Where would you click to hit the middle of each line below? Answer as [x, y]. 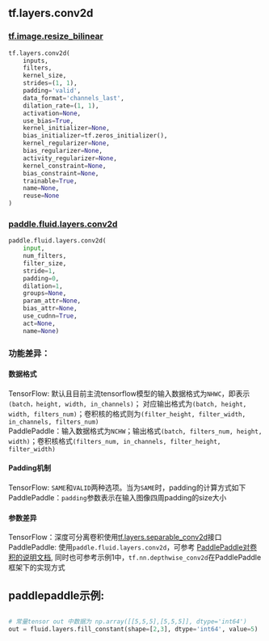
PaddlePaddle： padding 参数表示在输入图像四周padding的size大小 [118, 498]
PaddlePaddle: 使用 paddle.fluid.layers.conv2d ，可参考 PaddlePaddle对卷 [133, 547]
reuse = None [41, 196]
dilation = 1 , [43, 286]
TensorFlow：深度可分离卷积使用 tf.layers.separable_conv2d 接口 [115, 538]
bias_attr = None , [50, 309]
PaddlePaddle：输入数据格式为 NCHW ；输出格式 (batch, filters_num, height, [135, 431]
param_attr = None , [52, 301]
